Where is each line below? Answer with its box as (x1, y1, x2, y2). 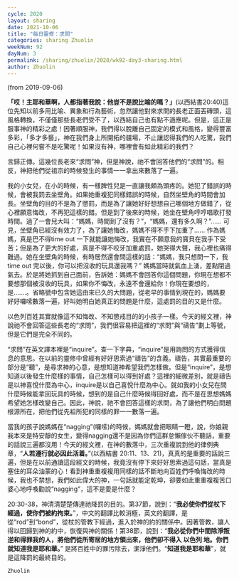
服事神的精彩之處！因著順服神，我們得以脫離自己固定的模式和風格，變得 (7, 124, 219, 132)
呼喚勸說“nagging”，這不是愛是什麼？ (26, 485, 137, 493)
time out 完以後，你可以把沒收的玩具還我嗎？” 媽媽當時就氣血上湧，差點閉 (7, 261, 225, 270)
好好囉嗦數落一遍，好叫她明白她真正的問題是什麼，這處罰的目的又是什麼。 (7, 297, 225, 305)
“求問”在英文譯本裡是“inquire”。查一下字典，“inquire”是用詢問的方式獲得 (7, 344, 220, 353)
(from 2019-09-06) (7, 83, 63, 91)
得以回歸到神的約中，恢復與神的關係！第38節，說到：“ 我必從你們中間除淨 (7, 526, 224, 534)
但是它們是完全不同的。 (7, 329, 76, 338)
